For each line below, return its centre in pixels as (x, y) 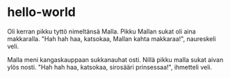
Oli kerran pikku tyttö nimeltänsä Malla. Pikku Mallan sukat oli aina (101, 31)
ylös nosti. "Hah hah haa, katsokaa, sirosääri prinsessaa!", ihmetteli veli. (110, 67)
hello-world (42, 12)
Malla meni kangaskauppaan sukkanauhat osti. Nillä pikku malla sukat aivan (115, 59)
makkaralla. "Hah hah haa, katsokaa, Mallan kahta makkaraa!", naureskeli (112, 38)
